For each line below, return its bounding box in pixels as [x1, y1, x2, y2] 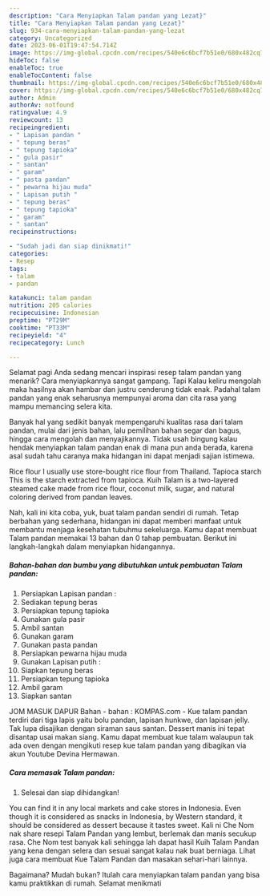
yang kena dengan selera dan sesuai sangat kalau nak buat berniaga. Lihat [9, 846, 256, 856]
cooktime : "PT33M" [9, 324, 71, 332]
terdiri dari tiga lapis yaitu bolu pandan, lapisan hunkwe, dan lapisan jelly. [9, 715, 250, 725]
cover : [9, 86, 31, 95]
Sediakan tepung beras [20, 598, 99, 607]
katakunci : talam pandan [9, 294, 92, 302]
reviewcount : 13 [9, 116, 63, 124]
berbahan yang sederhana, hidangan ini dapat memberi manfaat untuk [9, 516, 243, 526]
